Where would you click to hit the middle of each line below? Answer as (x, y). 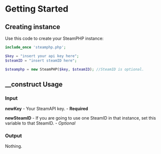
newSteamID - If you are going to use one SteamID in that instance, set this (80, 118)
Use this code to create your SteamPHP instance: (54, 38)
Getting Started (37, 9)
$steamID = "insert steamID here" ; (41, 61)
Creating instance (33, 27)
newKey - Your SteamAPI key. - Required (47, 109)
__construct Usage (34, 84)
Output (14, 136)
